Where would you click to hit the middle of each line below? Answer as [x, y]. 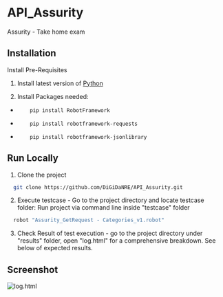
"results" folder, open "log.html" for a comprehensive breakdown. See [116, 241]
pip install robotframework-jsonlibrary [88, 137]
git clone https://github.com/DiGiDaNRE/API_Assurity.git [98, 187]
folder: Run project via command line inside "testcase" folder [104, 208]
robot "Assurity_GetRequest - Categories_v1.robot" [89, 220]
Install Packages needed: [53, 96]
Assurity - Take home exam [46, 32]
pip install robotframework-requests [84, 124]
